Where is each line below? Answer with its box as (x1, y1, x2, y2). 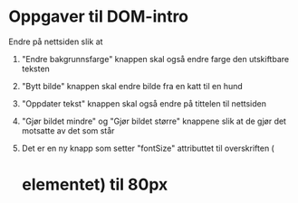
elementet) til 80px (21, 174, 168, 195)
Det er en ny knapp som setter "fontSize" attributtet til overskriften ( (21, 143, 275, 153)
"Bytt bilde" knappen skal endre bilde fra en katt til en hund (21, 80, 244, 91)
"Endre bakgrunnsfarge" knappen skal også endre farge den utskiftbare (21, 53, 290, 64)
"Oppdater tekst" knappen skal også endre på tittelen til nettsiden (21, 97, 267, 109)
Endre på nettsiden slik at (8, 36, 103, 47)
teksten (21, 63, 51, 74)
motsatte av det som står (21, 125, 115, 136)
